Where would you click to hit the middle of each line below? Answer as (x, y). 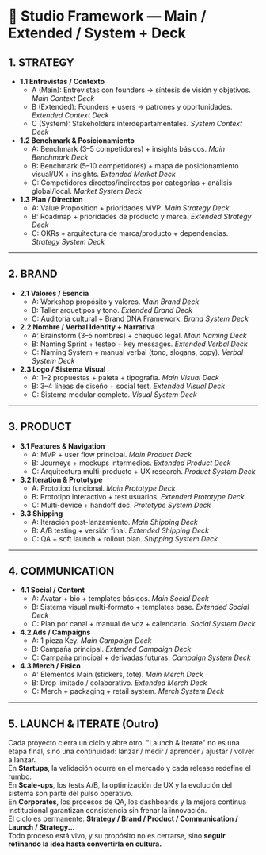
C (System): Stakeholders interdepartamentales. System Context (137, 123)
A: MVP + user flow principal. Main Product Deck (112, 454)
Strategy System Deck (68, 242)
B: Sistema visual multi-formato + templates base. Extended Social (140, 607)
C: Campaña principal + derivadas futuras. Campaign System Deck (141, 657)
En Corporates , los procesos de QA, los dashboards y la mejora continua (127, 802)
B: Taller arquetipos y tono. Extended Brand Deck (112, 310)
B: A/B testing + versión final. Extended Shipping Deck (120, 530)
